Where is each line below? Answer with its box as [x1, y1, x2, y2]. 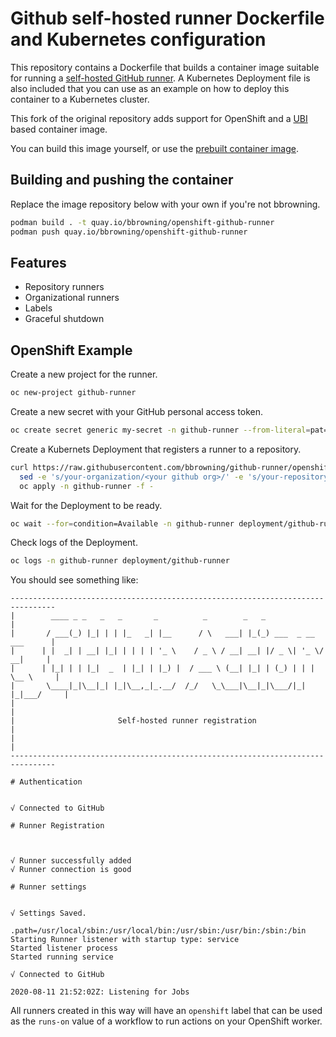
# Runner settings [10, 882, 87, 892]
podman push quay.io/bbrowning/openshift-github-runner [10, 227, 248, 237]
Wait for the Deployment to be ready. [10, 499, 163, 511]
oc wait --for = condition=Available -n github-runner [10, 518, 235, 529]
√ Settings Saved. [10, 908, 87, 919]
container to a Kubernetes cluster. [10, 93, 150, 105]
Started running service [10, 952, 114, 962]
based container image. [10, 123, 108, 135]
